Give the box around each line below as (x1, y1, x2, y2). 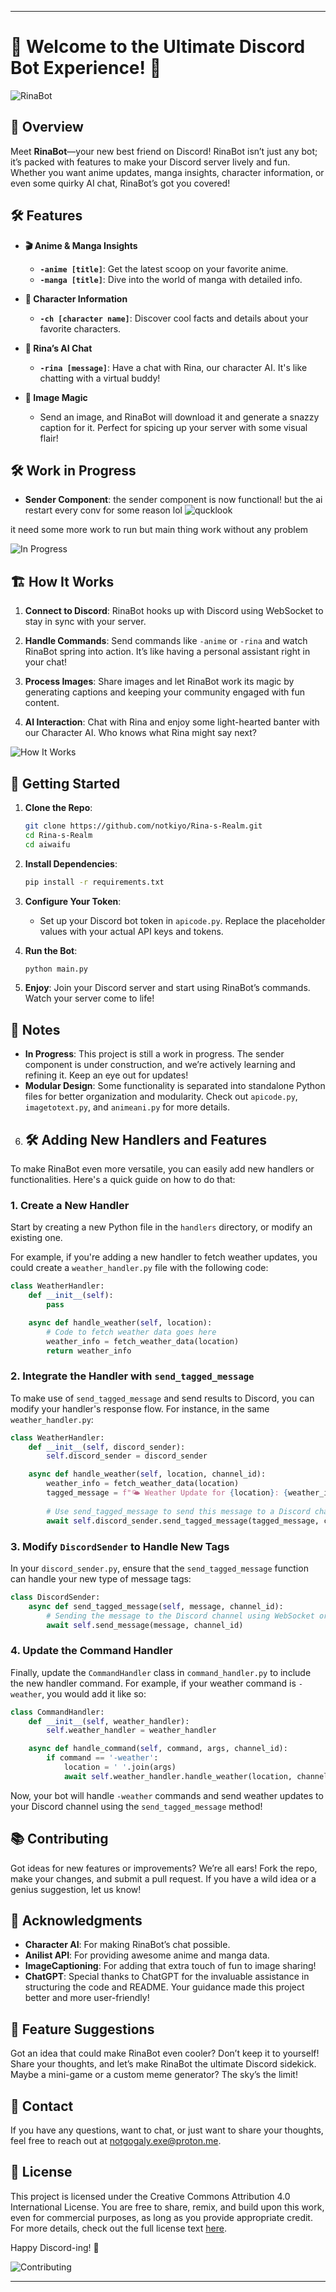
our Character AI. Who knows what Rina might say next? (24, 727, 257, 739)
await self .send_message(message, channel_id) (46, 1620, 244, 1630)
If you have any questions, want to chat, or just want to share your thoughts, (10, 2124, 324, 2136)
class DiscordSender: (10, 1592, 101, 1602)
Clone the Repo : (24, 802, 93, 813)
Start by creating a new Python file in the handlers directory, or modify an (10, 1221, 313, 1233)
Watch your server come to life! (24, 992, 155, 1005)
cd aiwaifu (24, 839, 71, 850)
